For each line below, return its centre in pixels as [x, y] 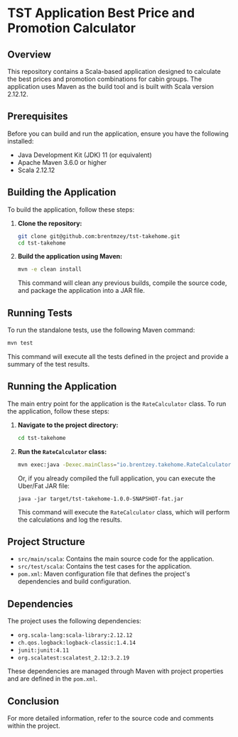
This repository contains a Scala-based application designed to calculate [114, 71]
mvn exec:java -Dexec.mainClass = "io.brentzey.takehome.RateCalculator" [126, 464]
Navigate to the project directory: [68, 425]
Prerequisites [38, 116]
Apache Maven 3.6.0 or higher [62, 162]
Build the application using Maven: [70, 257]
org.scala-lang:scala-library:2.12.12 [75, 635]
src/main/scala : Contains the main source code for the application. [116, 559]
